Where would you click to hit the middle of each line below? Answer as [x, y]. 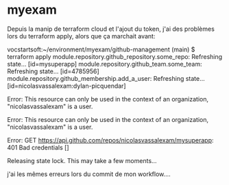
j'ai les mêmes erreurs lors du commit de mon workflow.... [89, 174]
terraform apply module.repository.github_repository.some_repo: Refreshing [115, 56]
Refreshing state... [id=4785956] [53, 71]
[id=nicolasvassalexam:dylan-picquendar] [67, 86]
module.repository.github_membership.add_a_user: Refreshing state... [106, 78]
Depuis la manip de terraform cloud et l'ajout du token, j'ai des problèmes [111, 29]
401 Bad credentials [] [38, 147]
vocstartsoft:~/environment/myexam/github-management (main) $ [101, 49]
